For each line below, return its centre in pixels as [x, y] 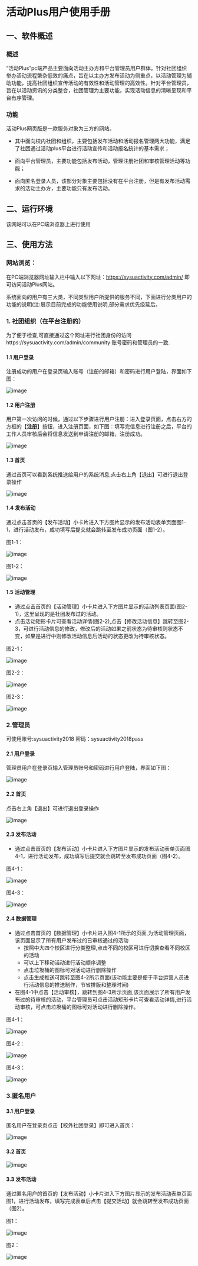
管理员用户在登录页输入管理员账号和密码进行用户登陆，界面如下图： [89, 768]
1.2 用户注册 [21, 405]
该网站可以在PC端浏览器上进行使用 [49, 224]
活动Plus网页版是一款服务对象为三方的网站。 [60, 128]
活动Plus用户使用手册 [58, 12]
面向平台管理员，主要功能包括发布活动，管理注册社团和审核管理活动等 [100, 161]
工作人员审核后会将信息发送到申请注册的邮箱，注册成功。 [76, 434]
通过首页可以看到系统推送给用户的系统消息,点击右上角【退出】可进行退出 [95, 474]
